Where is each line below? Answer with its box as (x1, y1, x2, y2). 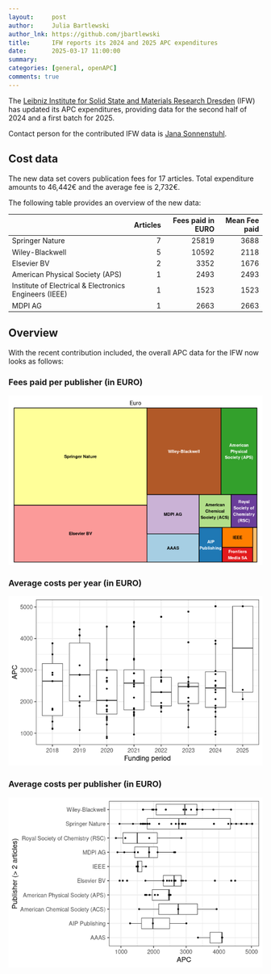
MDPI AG (11, 300, 42, 310)
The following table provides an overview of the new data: (8, 198, 202, 208)
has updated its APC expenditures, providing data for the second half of (8, 104, 248, 114)
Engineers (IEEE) (11, 289, 68, 299)
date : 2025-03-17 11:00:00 (8, 47, 121, 56)
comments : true (8, 73, 60, 81)
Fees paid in (173, 216, 215, 225)
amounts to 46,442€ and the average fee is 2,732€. (8, 182, 180, 191)
